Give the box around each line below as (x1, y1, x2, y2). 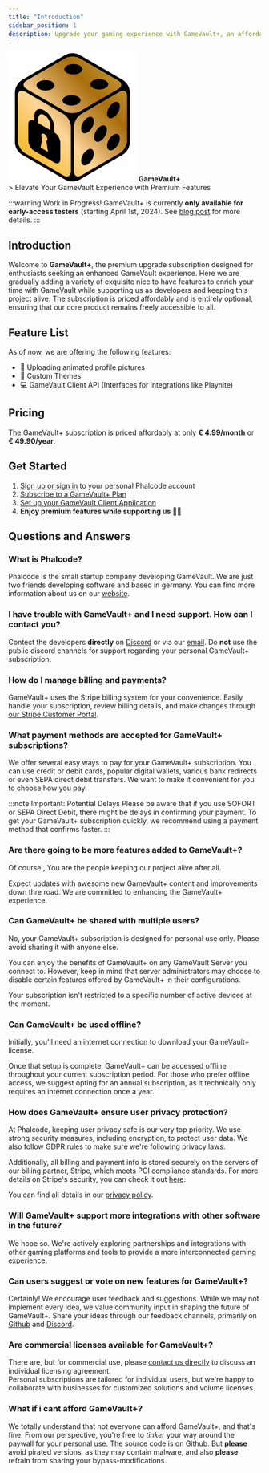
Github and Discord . (8, 1319, 74, 1329)
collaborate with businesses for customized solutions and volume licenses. (8, 1383, 255, 1393)
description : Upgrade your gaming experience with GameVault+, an (8, 30, 235, 38)
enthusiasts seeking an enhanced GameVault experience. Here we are (8, 269, 240, 278)
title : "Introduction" (8, 13, 84, 21)
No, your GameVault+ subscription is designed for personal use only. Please (8, 933, 259, 943)
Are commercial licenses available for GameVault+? (8, 1339, 214, 1350)
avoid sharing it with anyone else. (8, 942, 118, 952)
